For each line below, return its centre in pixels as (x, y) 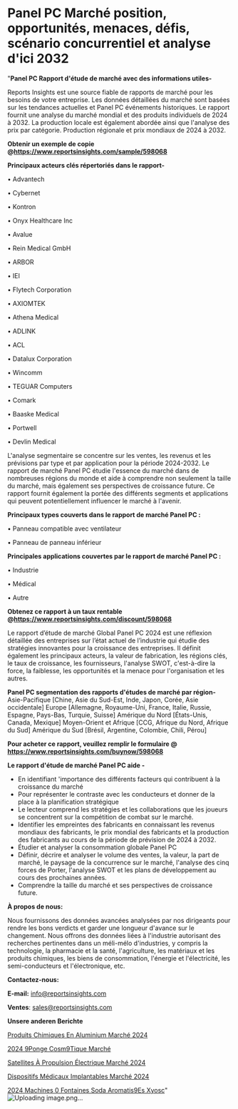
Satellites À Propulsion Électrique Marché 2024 (77, 1062)
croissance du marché (51, 787)
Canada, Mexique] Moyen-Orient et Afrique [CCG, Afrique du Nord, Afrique (118, 722)
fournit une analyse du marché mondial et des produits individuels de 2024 (118, 115)
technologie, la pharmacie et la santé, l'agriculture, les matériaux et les (111, 951)
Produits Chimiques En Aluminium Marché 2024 (78, 1035)
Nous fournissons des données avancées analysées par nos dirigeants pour (119, 920)
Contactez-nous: (33, 979)
